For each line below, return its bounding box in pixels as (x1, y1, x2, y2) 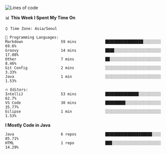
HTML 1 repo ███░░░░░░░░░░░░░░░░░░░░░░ (5, 141, 162, 146)
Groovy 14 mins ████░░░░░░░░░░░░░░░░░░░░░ (5, 48, 162, 53)
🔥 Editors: (5, 87, 28, 92)
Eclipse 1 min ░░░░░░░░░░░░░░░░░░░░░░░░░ (5, 109, 162, 114)
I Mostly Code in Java (5, 122, 51, 128)
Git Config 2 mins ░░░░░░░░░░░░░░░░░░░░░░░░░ (5, 65, 162, 70)
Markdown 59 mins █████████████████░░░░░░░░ (5, 39, 162, 44)
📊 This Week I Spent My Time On (5, 15, 76, 20)
